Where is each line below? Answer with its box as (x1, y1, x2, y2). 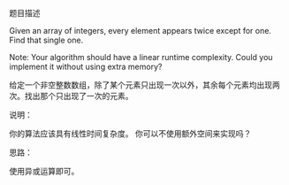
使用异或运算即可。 (9, 166, 80, 176)
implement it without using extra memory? (9, 61, 163, 72)
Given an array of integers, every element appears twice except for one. (9, 26, 272, 35)
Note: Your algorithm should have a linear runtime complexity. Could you (9, 52, 273, 62)
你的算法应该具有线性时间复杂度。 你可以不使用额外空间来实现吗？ (9, 128, 252, 139)
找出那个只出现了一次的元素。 (24, 91, 133, 101)
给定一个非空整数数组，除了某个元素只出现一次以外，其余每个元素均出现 (9, 80, 272, 90)
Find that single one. (9, 35, 84, 45)
